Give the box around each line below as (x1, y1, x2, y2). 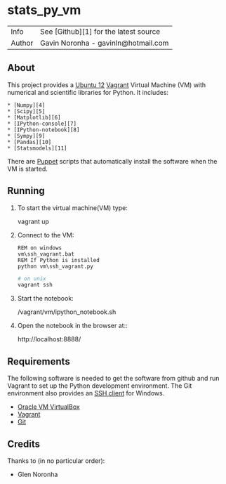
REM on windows (17, 244, 62, 251)
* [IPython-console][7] (7, 120, 77, 127)
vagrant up (17, 217, 49, 225)
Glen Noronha (17, 470, 58, 478)
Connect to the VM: (17, 230, 74, 239)
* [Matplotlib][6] (7, 114, 61, 121)
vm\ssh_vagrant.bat (17, 250, 75, 258)
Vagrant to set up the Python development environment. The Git (7, 381, 192, 390)
